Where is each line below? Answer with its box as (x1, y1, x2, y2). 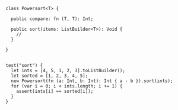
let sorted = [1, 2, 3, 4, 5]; (11, 73, 88, 79)
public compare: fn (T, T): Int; (11, 16, 94, 22)
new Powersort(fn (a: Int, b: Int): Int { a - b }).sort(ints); (11, 78, 173, 84)
